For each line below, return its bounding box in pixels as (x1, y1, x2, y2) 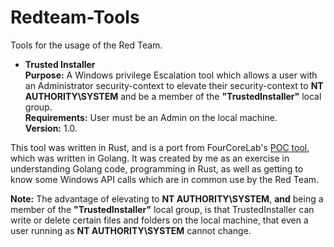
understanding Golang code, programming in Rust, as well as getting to (10, 162, 304, 175)
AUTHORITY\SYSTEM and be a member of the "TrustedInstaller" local (24, 90, 322, 102)
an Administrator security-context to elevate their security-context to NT (24, 79, 324, 91)
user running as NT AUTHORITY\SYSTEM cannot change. (10, 224, 252, 236)
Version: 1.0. (24, 122, 78, 134)
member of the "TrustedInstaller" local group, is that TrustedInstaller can (10, 203, 315, 215)
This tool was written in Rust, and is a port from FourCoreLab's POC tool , (10, 141, 310, 153)
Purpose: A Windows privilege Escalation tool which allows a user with (24, 69, 318, 81)
